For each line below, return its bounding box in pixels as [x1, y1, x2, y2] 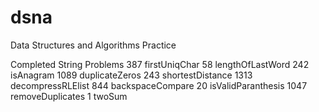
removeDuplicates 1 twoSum [10, 90, 128, 102]
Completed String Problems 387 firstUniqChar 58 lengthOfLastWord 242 [10, 58, 310, 70]
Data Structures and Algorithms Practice [10, 39, 177, 51]
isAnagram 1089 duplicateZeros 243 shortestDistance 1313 [10, 69, 253, 81]
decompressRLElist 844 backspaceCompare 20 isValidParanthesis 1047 [10, 79, 308, 91]
